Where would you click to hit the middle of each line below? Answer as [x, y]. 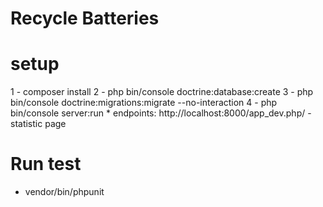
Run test [46, 164]
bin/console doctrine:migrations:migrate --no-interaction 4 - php [144, 103]
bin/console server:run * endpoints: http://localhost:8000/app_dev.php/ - [161, 113]
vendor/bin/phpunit [64, 192]
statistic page [38, 124]
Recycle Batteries [85, 18]
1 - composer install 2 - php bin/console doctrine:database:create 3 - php [162, 92]
